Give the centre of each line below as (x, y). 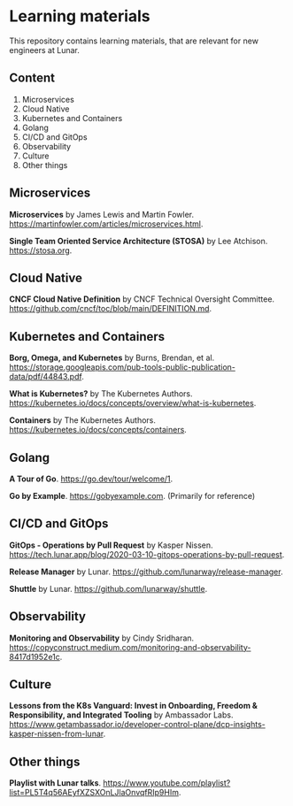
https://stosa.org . (41, 250)
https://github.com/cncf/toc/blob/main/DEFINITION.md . (111, 309)
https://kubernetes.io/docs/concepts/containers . (98, 430)
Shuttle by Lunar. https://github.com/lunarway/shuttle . (108, 588)
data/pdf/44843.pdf (46, 377)
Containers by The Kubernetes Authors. (83, 420)
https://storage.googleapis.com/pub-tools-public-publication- (123, 367)
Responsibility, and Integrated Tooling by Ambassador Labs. (121, 715)
